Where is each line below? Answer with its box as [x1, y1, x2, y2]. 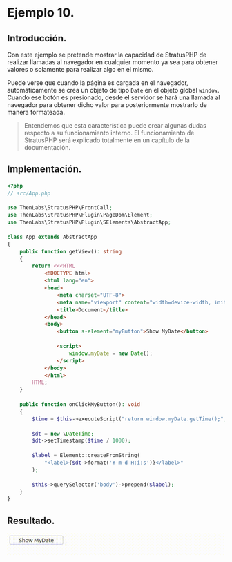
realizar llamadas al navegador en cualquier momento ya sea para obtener [7, 58, 219, 66]
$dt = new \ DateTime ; [32, 430, 95, 437]
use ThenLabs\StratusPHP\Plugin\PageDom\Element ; [7, 212, 153, 219]
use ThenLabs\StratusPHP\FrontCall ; [7, 204, 113, 211]
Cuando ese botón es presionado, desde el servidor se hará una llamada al [7, 93, 220, 101]
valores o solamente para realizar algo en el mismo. [7, 66, 154, 73]
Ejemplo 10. [7, 5, 75, 21]
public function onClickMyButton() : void [19, 401, 140, 408]
